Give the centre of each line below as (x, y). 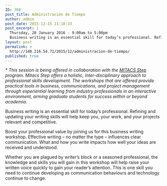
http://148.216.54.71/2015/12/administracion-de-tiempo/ (70, 51)
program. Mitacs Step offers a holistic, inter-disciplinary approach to (76, 76)
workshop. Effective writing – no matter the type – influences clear (73, 137)
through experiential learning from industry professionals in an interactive (81, 91)
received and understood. (32, 148)
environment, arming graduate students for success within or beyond (76, 96)
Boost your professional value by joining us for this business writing (74, 132)
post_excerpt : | (22, 28)
